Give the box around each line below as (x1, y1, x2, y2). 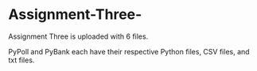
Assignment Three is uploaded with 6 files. (8, 32, 149, 41)
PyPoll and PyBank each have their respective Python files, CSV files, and (8, 47, 250, 56)
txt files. (8, 55, 35, 65)
